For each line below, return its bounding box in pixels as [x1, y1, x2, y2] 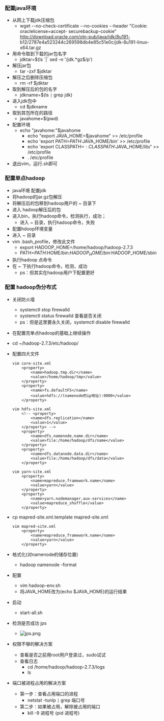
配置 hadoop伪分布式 [5, 284, 57, 291]
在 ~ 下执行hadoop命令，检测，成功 [12, 263, 88, 269]
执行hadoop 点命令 [12, 257, 52, 263]
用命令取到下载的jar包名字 [12, 51, 67, 57]
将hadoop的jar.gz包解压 [12, 193, 62, 200]
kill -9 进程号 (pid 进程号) [27, 710, 80, 716]
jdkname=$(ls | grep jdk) [19, 92, 73, 98]
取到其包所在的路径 [12, 110, 53, 116]
